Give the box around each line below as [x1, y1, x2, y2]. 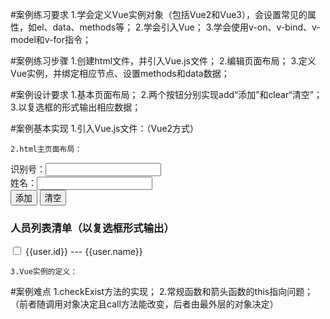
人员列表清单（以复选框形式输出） [10, 221, 175, 235]
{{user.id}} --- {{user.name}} [24, 246, 143, 258]
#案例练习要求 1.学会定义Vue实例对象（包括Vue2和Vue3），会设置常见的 [10, 9, 308, 20]
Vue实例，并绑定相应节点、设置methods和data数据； [10, 68, 230, 79]
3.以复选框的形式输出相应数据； [10, 101, 142, 113]
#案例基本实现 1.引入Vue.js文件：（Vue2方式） [10, 123, 200, 134]
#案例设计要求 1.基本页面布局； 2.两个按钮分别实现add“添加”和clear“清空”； [10, 89, 323, 100]
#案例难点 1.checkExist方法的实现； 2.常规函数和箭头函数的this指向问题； [10, 286, 314, 298]
